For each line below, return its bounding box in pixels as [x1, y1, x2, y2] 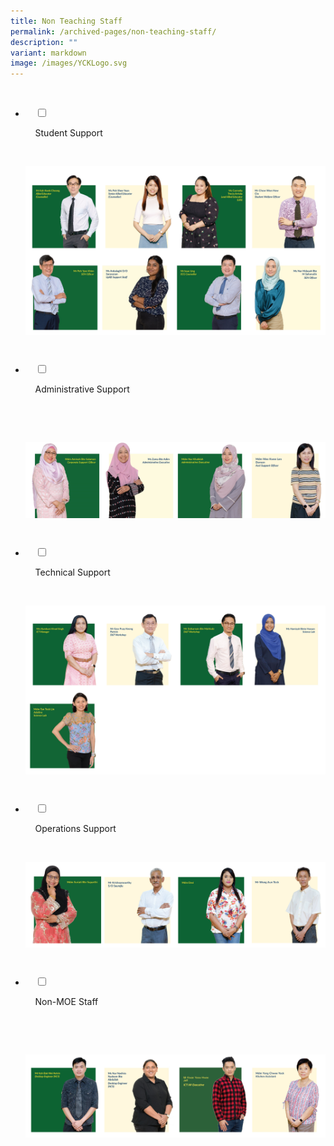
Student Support [34, 127, 103, 139]
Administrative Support [34, 383, 130, 395]
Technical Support [34, 566, 111, 579]
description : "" [10, 37, 78, 47]
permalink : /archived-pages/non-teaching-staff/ [10, 26, 217, 37]
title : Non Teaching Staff [10, 16, 123, 26]
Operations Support [34, 823, 117, 835]
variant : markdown [10, 48, 87, 58]
